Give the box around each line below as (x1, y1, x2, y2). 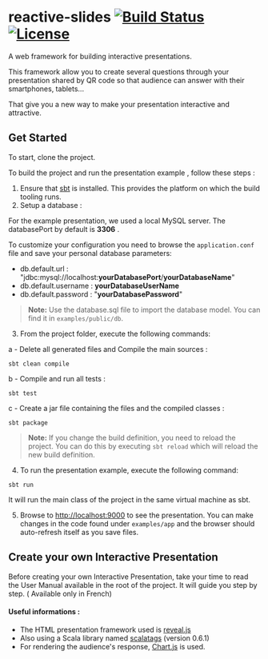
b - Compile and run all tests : (8, 373, 106, 383)
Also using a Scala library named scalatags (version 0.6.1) (19, 633, 210, 643)
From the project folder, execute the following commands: (19, 329, 210, 338)
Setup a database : (19, 200, 82, 210)
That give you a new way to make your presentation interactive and (8, 99, 230, 109)
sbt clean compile (8, 360, 70, 368)
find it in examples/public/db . (27, 313, 124, 323)
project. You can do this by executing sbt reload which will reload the (27, 441, 258, 451)
